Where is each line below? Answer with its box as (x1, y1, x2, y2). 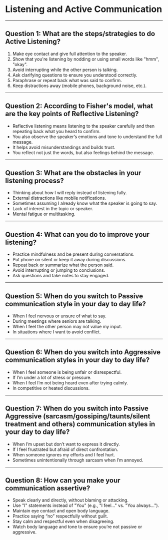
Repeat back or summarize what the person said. (12, 262, 114, 268)
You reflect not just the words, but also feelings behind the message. (12, 149, 154, 156)
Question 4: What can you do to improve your (5, 230, 150, 239)
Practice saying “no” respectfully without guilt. (12, 513, 108, 519)
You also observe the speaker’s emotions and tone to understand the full (12, 134, 162, 140)
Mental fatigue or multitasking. (12, 211, 76, 217)
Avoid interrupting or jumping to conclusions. (12, 267, 105, 273)
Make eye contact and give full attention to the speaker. (12, 51, 127, 57)
